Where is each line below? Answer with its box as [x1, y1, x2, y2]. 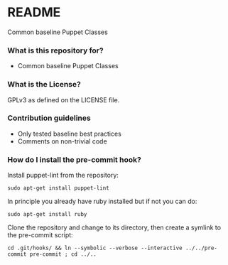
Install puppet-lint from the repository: [7, 171, 119, 180]
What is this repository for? [7, 45, 104, 55]
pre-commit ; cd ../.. [29, 251, 97, 258]
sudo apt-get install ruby [7, 211, 87, 218]
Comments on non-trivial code [17, 136, 108, 146]
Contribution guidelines [7, 113, 91, 123]
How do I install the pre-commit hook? [7, 154, 142, 164]
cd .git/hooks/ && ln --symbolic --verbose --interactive [7, 244, 183, 252]
